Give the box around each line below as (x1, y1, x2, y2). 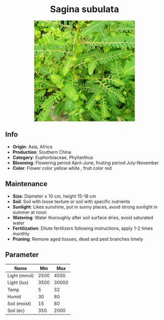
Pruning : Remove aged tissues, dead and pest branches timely (12, 236, 143, 242)
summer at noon (12, 209, 47, 215)
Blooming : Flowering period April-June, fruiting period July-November (12, 160, 159, 166)
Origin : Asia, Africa (12, 144, 53, 150)
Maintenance (5, 180, 48, 188)
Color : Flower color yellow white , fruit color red (12, 165, 112, 171)
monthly (12, 230, 30, 236)
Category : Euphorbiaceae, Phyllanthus (12, 154, 94, 160)
